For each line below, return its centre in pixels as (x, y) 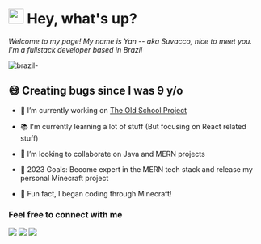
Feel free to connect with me (65, 214)
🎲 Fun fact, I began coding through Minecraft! (96, 193)
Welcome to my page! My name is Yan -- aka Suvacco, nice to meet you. (130, 41)
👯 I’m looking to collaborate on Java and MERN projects (113, 154)
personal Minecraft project (64, 178)
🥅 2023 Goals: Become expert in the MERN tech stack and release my (136, 169)
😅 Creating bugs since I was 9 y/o (96, 91)
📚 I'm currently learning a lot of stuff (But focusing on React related (133, 126)
